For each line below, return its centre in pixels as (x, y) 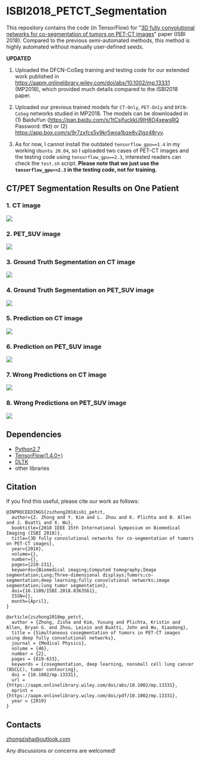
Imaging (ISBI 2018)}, (34, 533)
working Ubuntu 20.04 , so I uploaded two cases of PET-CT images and (102, 150)
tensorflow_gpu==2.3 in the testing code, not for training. (86, 170)
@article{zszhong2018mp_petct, (45, 617)
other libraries (32, 468)
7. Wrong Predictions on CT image (56, 375)
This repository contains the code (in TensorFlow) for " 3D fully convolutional (100, 28)
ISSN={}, (22, 596)
